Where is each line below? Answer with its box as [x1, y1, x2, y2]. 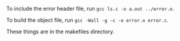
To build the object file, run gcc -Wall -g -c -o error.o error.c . [6, 17, 168, 23]
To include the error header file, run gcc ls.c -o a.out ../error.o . [6, 5, 175, 12]
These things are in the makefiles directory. [6, 28, 115, 35]
